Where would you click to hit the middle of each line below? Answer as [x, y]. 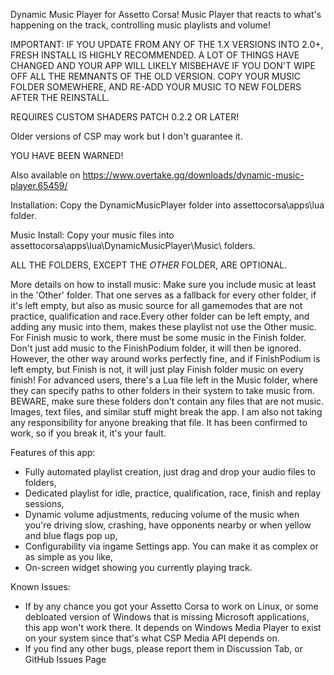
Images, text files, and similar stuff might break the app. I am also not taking [166, 412]
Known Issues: [40, 587]
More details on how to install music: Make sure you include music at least [163, 284]
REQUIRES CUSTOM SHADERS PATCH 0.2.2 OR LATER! [125, 117]
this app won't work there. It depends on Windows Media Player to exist [173, 627]
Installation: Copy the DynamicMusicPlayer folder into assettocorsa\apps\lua [167, 205]
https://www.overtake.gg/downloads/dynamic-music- [193, 175]
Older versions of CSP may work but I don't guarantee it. [126, 136]
